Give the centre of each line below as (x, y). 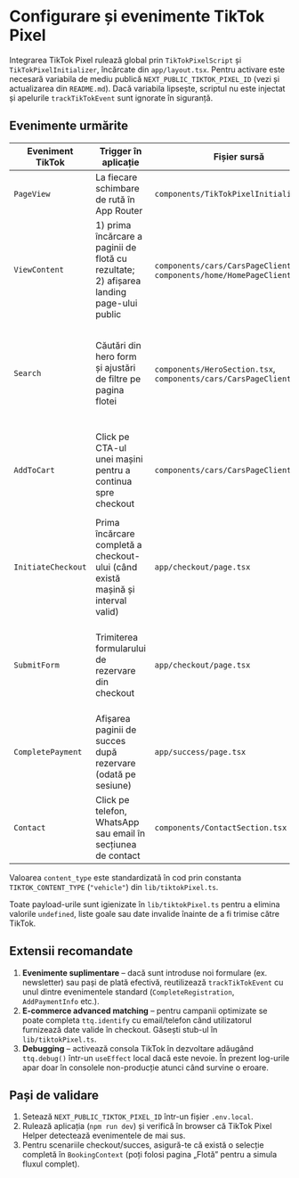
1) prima (113, 225)
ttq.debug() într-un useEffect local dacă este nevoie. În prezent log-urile (156, 1058)
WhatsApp (117, 822)
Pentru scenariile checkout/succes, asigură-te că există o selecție (143, 1145)
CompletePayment (48, 752)
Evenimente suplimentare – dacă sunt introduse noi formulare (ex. (145, 972)
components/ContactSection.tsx (221, 827)
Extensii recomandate (71, 951)
